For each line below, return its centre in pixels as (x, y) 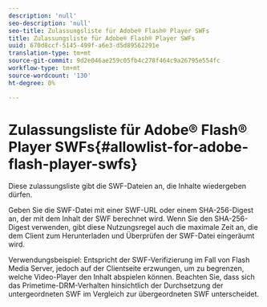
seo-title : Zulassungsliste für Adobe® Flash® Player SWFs (109, 31)
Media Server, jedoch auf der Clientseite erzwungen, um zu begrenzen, (126, 268)
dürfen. (20, 194)
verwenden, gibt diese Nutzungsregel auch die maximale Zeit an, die (145, 227)
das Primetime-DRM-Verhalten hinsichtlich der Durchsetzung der (116, 285)
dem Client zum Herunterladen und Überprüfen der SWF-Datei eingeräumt (131, 236)
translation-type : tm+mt (50, 53)
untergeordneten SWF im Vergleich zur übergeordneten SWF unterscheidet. (133, 294)
